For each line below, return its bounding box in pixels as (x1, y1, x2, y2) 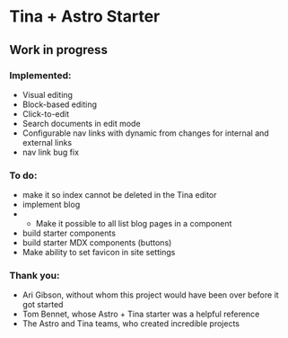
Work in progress (9, 42, 108, 58)
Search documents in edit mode (22, 118, 141, 129)
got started (22, 299, 64, 310)
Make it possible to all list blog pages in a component (35, 218, 232, 229)
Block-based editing (22, 99, 97, 110)
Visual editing (22, 89, 74, 100)
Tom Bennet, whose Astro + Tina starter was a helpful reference (22, 308, 260, 320)
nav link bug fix (22, 147, 79, 157)
